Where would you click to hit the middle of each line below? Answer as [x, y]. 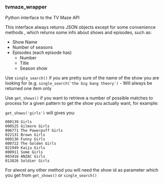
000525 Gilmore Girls [27, 126]
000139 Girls [19, 122]
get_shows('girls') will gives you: [40, 113]
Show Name [25, 42]
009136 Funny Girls [25, 139]
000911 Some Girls [24, 152]
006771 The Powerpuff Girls [34, 131]
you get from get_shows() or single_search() [51, 175]
